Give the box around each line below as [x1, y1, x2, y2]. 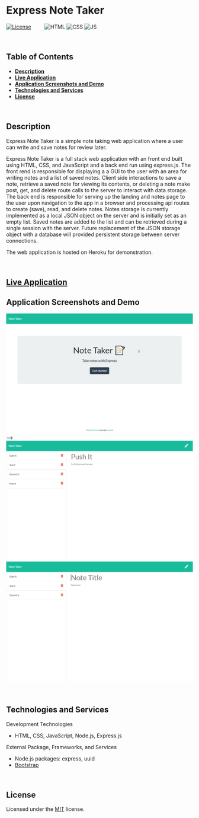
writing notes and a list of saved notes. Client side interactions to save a [6, 174, 182, 181]
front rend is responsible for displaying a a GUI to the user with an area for [6, 167, 188, 175]
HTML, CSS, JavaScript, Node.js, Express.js [14, 732, 123, 739]
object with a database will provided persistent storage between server [6, 231, 180, 238]
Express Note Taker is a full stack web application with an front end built [6, 155, 182, 162]
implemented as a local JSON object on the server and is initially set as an [6, 212, 187, 219]
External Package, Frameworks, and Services [6, 743, 117, 750]
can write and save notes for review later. [6, 144, 107, 151]
